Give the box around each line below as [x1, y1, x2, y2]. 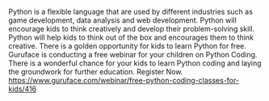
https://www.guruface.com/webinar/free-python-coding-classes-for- [8, 76, 240, 85]
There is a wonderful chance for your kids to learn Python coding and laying [8, 58, 262, 68]
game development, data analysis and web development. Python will [8, 15, 237, 25]
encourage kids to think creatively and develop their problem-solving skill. [8, 24, 255, 33]
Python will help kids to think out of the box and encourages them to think [8, 32, 254, 42]
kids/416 [8, 84, 37, 94]
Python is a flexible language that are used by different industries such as [8, 7, 253, 16]
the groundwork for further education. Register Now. [8, 67, 183, 76]
